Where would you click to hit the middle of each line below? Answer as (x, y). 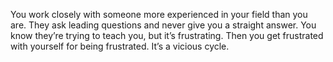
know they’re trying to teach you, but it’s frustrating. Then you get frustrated (167, 35)
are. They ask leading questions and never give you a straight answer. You (163, 25)
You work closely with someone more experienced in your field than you (159, 14)
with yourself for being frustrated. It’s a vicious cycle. (120, 46)
